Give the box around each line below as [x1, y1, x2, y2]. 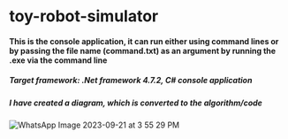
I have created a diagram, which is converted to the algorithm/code [9, 97, 263, 108]
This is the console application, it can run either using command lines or [9, 35, 279, 46]
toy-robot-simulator [9, 6, 159, 27]
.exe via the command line [9, 55, 108, 66]
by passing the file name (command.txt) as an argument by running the [9, 45, 277, 56]
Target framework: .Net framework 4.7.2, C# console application [9, 75, 253, 86]
